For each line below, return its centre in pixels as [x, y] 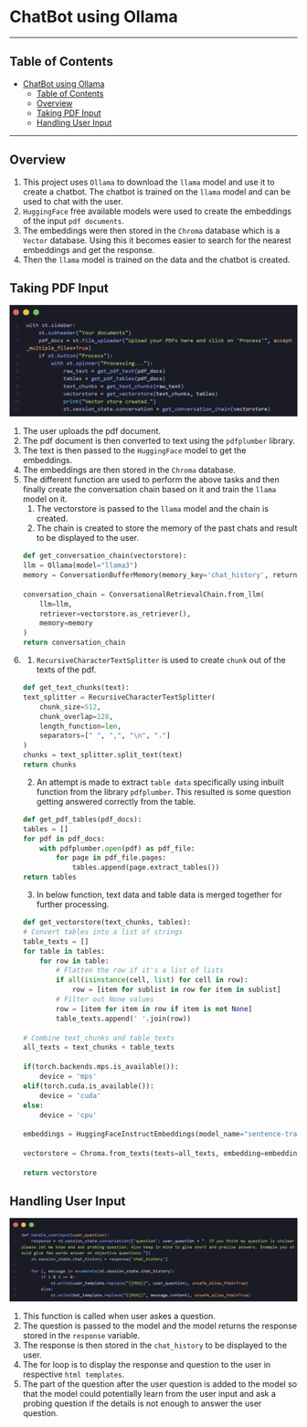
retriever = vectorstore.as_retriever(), [116, 614]
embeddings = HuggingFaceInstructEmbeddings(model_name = [133, 1135]
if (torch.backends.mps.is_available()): [101, 1067]
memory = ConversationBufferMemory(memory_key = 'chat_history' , [146, 576]
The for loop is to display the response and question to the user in [147, 1365]
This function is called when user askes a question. [119, 1316]
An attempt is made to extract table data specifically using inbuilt [160, 782]
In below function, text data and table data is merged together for [159, 895]
